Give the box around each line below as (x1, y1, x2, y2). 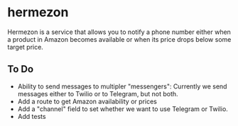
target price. (7, 42, 44, 51)
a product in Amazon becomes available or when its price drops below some (7, 35, 232, 43)
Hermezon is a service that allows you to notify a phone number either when (7, 28, 231, 36)
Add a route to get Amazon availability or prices (17, 97, 158, 105)
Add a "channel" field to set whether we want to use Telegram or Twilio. (17, 104, 229, 113)
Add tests (17, 112, 46, 120)
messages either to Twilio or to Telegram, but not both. (17, 89, 179, 98)
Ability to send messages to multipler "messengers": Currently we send (17, 82, 227, 91)
